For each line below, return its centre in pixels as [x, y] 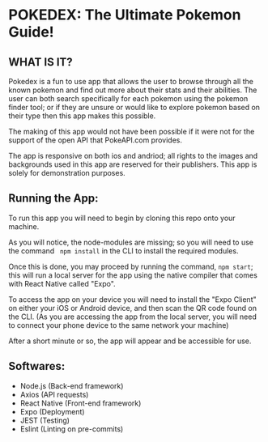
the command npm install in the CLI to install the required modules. [123, 251]
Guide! [31, 32]
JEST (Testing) [45, 420]
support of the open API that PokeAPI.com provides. [96, 140]
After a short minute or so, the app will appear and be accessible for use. [130, 341]
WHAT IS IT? [40, 62]
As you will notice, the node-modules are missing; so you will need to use [131, 242]
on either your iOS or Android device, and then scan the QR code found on [133, 308]
